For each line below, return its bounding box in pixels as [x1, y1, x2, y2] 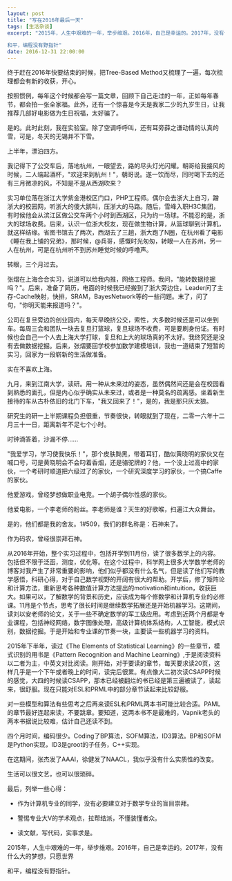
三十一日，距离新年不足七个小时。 [12, 420, 110, 428]
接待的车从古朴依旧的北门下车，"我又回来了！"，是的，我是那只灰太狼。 [7, 397, 213, 405]
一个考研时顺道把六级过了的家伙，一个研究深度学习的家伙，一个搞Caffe [19, 467, 222, 475]
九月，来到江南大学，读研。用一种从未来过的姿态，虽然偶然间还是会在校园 [7, 380, 219, 388]
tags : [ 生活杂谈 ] [7, 23, 53, 30]
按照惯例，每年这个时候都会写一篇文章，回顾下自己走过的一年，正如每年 [7, 91, 213, 100]
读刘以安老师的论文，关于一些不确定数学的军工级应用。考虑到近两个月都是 [7, 610, 219, 618]
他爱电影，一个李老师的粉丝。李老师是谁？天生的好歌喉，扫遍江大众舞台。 [7, 505, 219, 513]
